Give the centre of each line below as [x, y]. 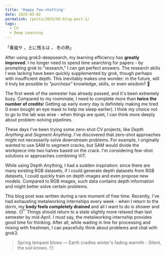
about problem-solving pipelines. [39, 120]
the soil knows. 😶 [35, 248]
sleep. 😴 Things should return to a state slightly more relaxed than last [79, 212]
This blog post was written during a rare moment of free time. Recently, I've [82, 196]
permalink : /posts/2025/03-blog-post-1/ [48, 19]
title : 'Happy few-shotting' [35, 10]
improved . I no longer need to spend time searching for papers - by [74, 63]
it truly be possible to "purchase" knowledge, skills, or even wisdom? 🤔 [78, 84]
